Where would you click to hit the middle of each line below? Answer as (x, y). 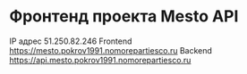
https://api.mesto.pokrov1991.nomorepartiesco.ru (100, 60)
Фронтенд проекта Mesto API (124, 16)
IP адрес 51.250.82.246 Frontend (71, 41)
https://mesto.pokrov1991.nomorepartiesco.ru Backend (111, 50)
